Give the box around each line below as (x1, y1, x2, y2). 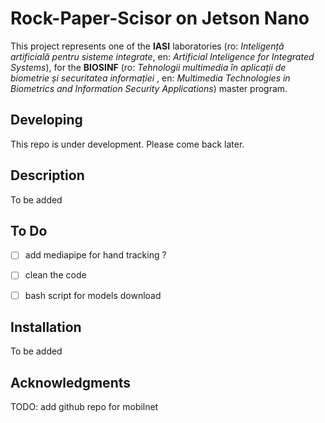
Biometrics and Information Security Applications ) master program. (10, 82, 288, 94)
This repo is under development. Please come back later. (10, 138, 245, 150)
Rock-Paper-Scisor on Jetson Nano (10, 7, 310, 30)
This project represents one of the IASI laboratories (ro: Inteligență (10, 40, 285, 52)
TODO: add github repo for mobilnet (10, 401, 159, 413)
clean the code (24, 269, 87, 281)
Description (10, 167, 85, 184)
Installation (10, 318, 82, 336)
